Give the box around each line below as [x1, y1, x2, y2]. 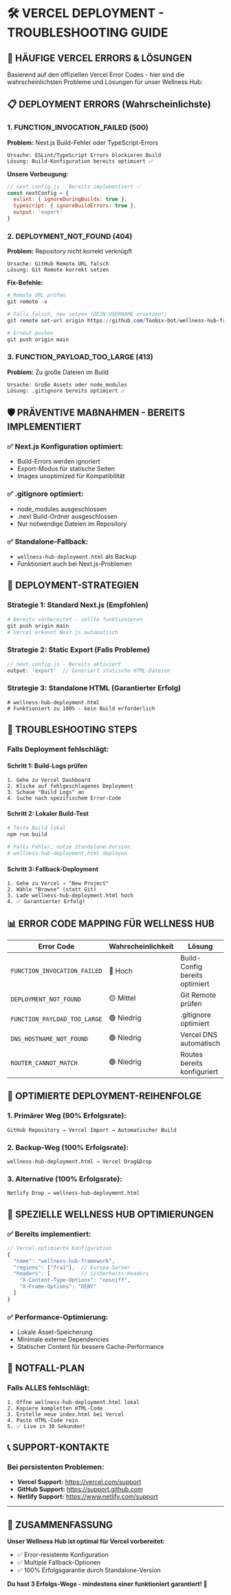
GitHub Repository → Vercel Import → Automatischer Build [7, 1126, 177, 1133]
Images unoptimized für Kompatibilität [16, 472, 125, 480]
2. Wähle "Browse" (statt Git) [7, 886, 97, 893]
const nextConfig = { [7, 189, 69, 196]
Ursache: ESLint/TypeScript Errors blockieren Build [7, 152, 162, 158]
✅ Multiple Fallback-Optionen [16, 1558, 101, 1567]
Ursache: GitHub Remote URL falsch [7, 260, 109, 267]
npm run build [7, 831, 48, 838]
